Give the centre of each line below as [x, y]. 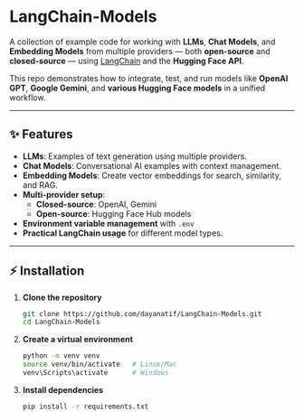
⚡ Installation [47, 271]
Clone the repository [62, 297]
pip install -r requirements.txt [85, 406]
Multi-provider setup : [64, 194]
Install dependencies [63, 389]
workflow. [28, 98]
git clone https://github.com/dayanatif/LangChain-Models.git [142, 313]
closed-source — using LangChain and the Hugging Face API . [127, 61]
